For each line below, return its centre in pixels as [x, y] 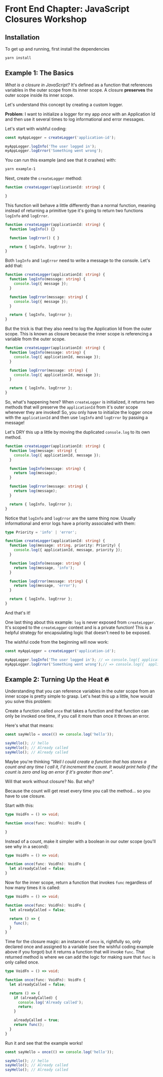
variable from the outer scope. [35, 339]
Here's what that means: [30, 725]
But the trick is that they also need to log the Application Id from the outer [78, 329]
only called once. [22, 962]
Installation [22, 37]
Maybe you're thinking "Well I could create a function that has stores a [76, 761]
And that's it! [18, 613]
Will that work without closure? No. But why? [50, 781]
